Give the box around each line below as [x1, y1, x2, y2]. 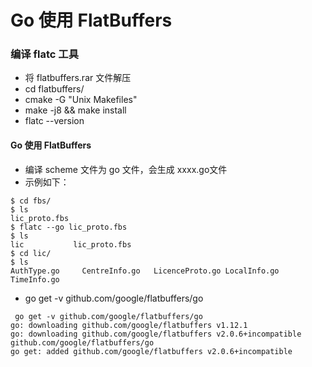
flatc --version [24, 115, 85, 127]
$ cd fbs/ [10, 196, 52, 206]
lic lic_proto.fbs [10, 239, 132, 250]
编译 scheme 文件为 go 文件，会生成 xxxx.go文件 [24, 163, 228, 175]
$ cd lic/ [10, 248, 52, 258]
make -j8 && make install [24, 104, 127, 116]
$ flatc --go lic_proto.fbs [10, 222, 128, 232]
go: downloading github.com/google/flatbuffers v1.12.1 [10, 320, 248, 330]
